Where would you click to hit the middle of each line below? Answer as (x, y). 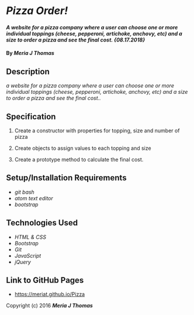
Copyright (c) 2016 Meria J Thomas (50, 306)
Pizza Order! (37, 11)
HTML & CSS (30, 237)
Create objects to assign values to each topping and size (83, 148)
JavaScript (28, 255)
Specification (31, 116)
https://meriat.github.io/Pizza (50, 295)
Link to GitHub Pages (45, 280)
